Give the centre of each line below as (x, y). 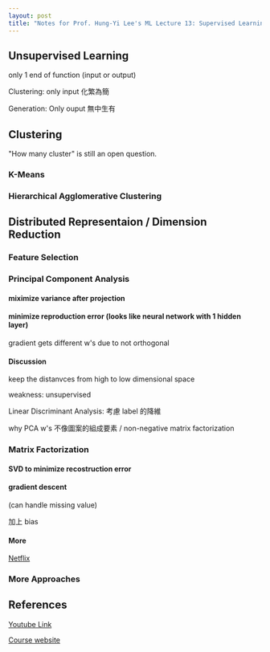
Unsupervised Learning (69, 56)
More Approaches (44, 579)
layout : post (30, 16)
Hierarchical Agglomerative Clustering (85, 196)
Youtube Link (30, 624)
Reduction (35, 235)
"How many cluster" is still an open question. (83, 154)
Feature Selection (43, 258)
